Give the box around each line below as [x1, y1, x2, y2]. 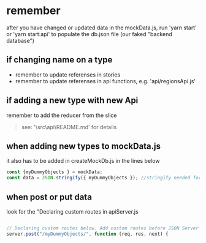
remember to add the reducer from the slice [6, 111, 118, 119]
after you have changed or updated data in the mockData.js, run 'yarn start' [6, 24, 197, 31]
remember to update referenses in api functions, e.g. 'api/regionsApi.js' [15, 77, 196, 84]
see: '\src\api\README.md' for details [21, 123, 117, 130]
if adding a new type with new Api [6, 95, 139, 106]
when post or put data [6, 192, 92, 202]
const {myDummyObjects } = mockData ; [6, 169, 103, 175]
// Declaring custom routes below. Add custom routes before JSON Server [6, 225, 199, 231]
